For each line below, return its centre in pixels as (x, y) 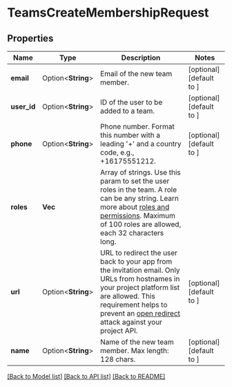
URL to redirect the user (139, 253)
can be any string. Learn (139, 198)
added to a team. (127, 111)
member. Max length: (134, 351)
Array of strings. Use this (140, 172)
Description (141, 58)
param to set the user (135, 181)
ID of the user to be (131, 102)
